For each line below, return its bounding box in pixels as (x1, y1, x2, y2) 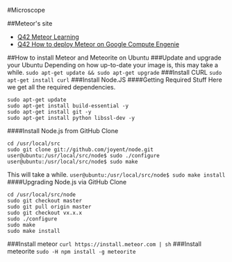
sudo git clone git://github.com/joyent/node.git (7, 146, 154, 153)
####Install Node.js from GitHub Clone (7, 127, 119, 134)
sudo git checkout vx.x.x (7, 209, 82, 216)
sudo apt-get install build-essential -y (7, 103, 129, 110)
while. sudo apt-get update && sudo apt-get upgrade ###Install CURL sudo (7, 69, 222, 76)
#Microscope (7, 6, 45, 14)
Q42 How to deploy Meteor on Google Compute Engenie (17, 40, 179, 48)
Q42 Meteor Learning (17, 33, 80, 41)
